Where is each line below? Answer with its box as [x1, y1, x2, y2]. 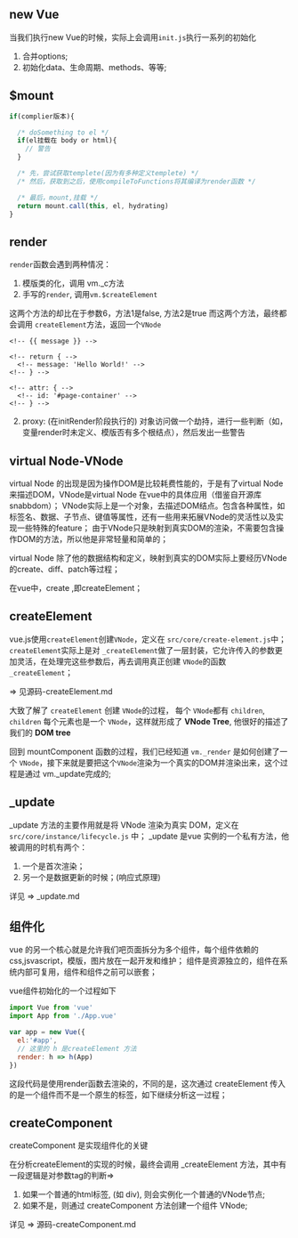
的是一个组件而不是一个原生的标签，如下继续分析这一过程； [9, 1089, 228, 1100]
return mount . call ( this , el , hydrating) [17, 201, 169, 210]
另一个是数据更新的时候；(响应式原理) [21, 871, 162, 882]
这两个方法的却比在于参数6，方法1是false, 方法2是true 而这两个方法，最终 [9, 308, 279, 319]
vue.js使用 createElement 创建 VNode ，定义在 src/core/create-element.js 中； [9, 634, 287, 644]
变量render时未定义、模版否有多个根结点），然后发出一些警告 [21, 427, 246, 438]
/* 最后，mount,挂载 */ [17, 193, 99, 202]
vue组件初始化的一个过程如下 [9, 985, 117, 996]
